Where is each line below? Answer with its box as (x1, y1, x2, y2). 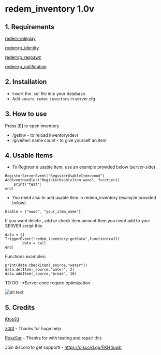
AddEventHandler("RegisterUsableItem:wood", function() (5, 178, 120, 183)
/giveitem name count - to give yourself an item (12, 137, 107, 143)
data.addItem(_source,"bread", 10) (5, 272, 77, 276)
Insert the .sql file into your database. (12, 91, 87, 97)
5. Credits (5, 303, 35, 311)
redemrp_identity (5, 45, 40, 50)
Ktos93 (5, 316, 19, 322)
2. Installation (5, 78, 47, 86)
